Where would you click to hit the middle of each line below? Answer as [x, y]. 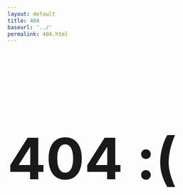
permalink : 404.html [38, 34]
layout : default [31, 14]
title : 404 [23, 21]
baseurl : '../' [30, 27]
